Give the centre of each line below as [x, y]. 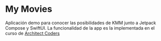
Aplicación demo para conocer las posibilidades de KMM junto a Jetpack [81, 23]
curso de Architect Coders [33, 33]
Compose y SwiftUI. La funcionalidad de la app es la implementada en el [80, 28]
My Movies [29, 9]
